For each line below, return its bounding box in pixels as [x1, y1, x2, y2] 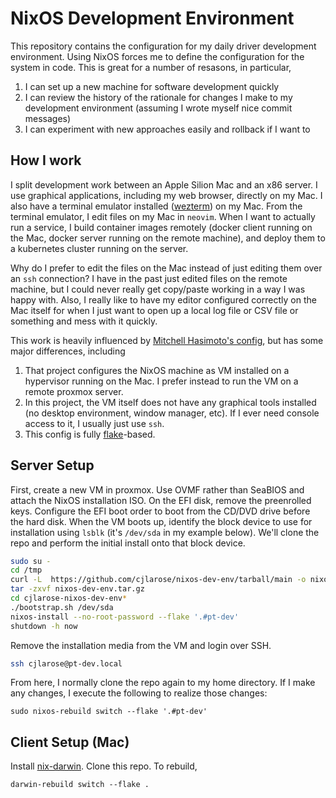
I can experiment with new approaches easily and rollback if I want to [24, 123, 311, 135]
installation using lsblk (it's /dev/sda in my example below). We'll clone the [10, 526, 320, 538]
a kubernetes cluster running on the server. [10, 242, 189, 254]
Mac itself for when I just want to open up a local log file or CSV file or [10, 304, 299, 316]
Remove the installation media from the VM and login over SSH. [10, 639, 272, 651]
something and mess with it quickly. [10, 315, 158, 327]
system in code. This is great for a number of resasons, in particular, [10, 61, 292, 73]
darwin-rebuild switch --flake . [10, 780, 150, 790]
